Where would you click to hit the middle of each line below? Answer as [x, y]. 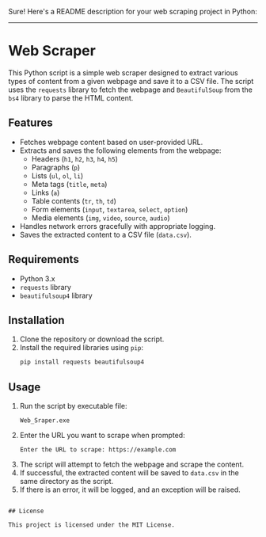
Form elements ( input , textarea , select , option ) [110, 209]
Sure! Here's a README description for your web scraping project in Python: [133, 11]
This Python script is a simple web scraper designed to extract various [123, 72]
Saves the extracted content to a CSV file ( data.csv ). [106, 234]
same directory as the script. [66, 482]
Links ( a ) [46, 192]
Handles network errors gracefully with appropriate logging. [118, 226]
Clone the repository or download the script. [92, 339]
